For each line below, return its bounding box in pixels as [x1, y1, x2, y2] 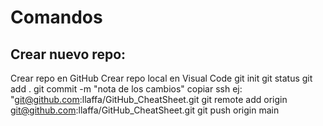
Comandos [10, 6, 103, 29]
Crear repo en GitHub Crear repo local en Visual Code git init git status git [10, 72, 313, 84]
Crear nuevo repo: [10, 46, 127, 63]
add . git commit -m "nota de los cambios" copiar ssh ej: [10, 83, 243, 95]
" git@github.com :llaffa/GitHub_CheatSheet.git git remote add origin [10, 94, 288, 105]
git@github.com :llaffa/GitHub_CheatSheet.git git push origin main [10, 104, 280, 116]
